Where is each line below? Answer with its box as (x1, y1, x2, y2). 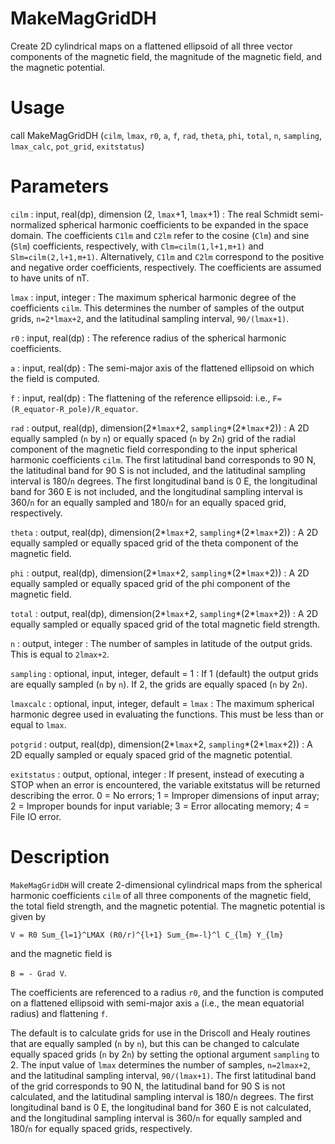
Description (10, 846, 110, 868)
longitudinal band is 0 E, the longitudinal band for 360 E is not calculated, (10, 1101, 312, 1113)
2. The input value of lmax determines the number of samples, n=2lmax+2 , (10, 1058, 311, 1071)
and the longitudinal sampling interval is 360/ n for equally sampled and (10, 1112, 303, 1124)
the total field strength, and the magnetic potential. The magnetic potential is (10, 900, 326, 912)
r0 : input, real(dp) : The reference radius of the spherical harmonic (10, 332, 287, 344)
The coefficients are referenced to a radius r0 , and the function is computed (10, 986, 324, 998)
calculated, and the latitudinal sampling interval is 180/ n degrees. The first (10, 1090, 314, 1102)
